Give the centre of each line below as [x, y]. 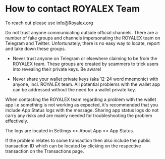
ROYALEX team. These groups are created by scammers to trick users [86, 64]
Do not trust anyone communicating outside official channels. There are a [81, 32]
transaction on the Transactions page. [45, 151]
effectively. [17, 121]
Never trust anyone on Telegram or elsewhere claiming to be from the [85, 58]
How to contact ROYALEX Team [73, 9]
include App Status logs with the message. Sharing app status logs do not [82, 110]
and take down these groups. [36, 48]
